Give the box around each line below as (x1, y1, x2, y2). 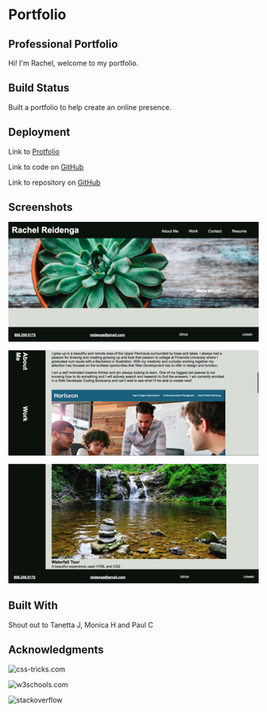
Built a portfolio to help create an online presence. (8, 102, 172, 112)
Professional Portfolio (8, 37, 118, 51)
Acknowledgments (8, 643, 105, 657)
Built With (8, 599, 58, 613)
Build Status (8, 81, 70, 95)
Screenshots (8, 200, 73, 214)
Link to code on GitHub (8, 161, 84, 172)
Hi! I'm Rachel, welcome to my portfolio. (8, 58, 139, 68)
